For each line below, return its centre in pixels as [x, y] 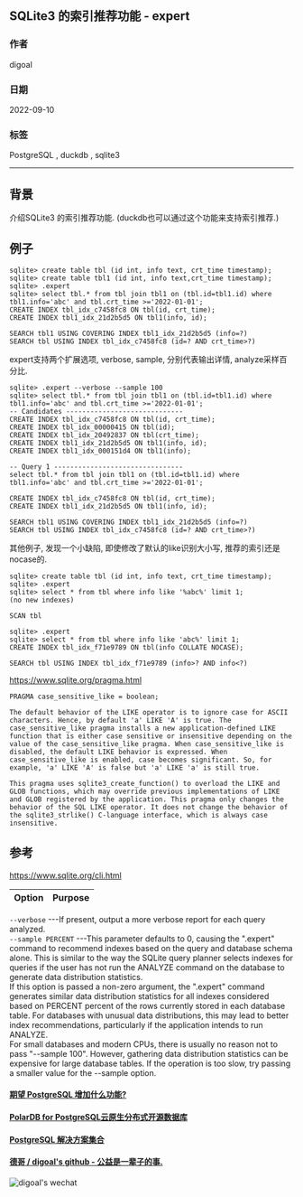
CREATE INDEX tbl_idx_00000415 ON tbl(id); [92, 427]
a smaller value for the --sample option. [83, 1072]
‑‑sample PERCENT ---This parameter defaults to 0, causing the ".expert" [142, 939]
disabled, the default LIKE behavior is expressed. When [119, 752]
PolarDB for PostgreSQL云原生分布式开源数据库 [98, 1117]
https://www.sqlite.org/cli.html [65, 875]
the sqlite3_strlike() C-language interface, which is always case [139, 815]
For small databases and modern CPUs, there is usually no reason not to [143, 1044]
